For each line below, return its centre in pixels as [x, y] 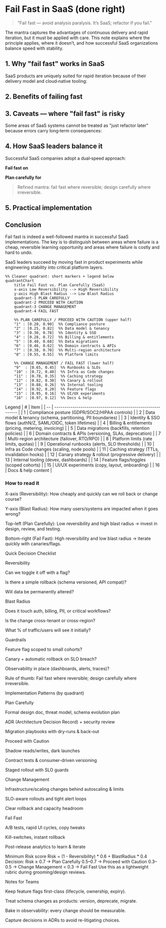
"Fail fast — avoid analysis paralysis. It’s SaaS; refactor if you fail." [84, 23]
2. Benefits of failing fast [44, 97]
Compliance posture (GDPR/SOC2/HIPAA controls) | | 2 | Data [92, 412]
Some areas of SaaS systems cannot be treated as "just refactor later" [77, 125]
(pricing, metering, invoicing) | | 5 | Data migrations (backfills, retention [78, 428]
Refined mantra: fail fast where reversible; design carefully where [84, 187]
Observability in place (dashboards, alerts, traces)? [57, 669]
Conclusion [23, 225]
